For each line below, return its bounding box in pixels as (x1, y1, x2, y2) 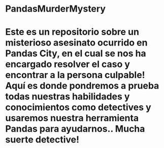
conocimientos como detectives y (5, 102, 151, 113)
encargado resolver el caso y (5, 59, 130, 70)
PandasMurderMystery (5, 3, 106, 15)
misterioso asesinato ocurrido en (5, 37, 148, 49)
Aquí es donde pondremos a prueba (5, 80, 159, 92)
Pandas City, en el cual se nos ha (5, 48, 146, 59)
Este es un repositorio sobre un (5, 26, 140, 38)
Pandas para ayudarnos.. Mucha (5, 123, 145, 135)
